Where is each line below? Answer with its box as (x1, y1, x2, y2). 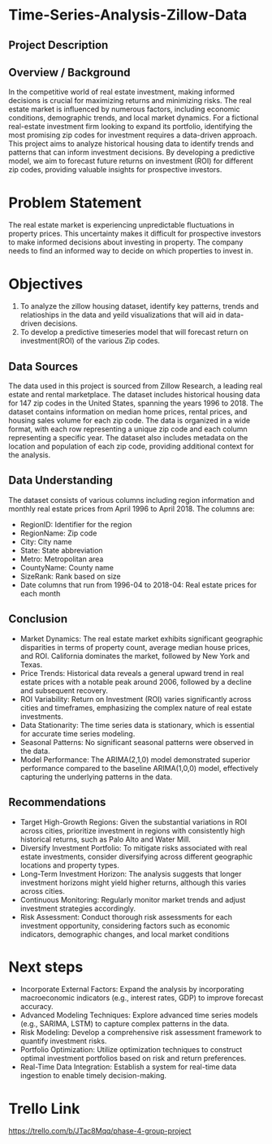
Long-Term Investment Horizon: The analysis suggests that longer (19, 869, 242, 878)
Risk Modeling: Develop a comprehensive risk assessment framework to (19, 1028, 262, 1038)
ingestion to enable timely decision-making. (19, 1071, 167, 1081)
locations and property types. (19, 860, 119, 870)
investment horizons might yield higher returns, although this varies (19, 877, 247, 887)
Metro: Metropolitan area (19, 554, 104, 564)
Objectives (8, 275, 84, 293)
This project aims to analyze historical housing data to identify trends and (8, 139, 254, 149)
